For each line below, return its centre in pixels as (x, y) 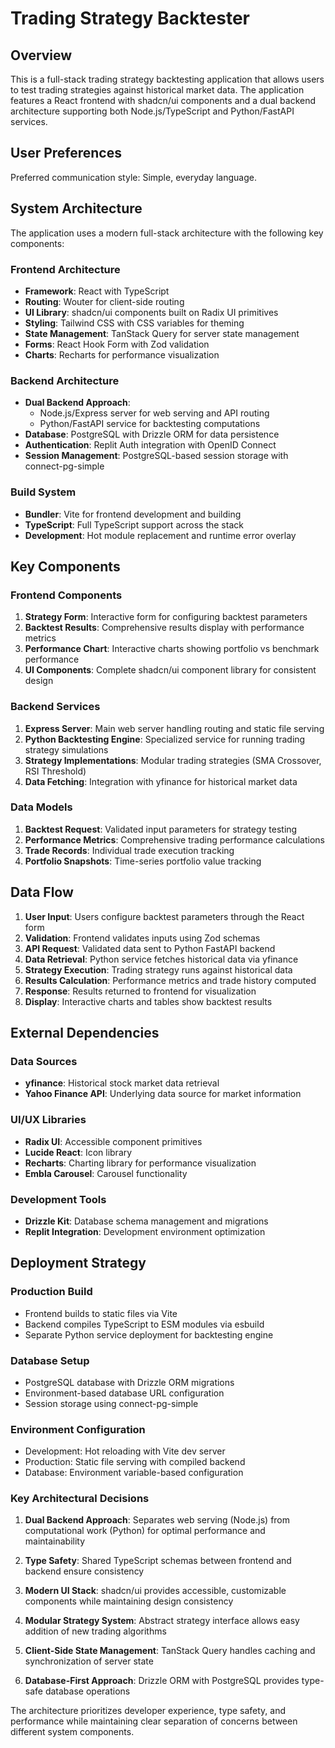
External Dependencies (85, 1033)
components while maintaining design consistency (129, 1601)
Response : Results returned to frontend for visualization (140, 991)
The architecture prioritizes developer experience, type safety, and (148, 1711)
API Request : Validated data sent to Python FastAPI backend (150, 948)
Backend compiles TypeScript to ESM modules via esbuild (144, 1324)
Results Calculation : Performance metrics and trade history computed (170, 980)
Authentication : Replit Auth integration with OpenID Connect (150, 445)
